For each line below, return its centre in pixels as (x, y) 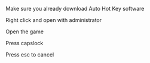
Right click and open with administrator (54, 20)
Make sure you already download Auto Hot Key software (75, 9)
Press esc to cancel (30, 55)
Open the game (25, 31)
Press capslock (25, 43)
